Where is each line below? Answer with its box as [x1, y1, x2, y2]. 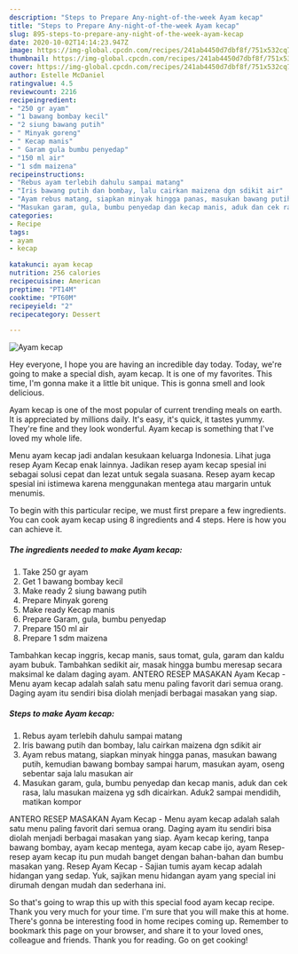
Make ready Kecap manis [21, 605, 115, 616]
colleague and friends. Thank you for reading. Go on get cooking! [9, 934, 248, 946]
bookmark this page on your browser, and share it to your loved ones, [9, 926, 263, 936]
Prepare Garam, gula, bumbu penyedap [21, 614, 167, 624]
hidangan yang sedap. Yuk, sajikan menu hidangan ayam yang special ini [9, 871, 277, 881]
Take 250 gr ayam [21, 567, 89, 577]
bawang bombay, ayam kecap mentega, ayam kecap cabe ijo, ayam [9, 842, 257, 853]
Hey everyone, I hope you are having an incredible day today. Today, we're [9, 359, 282, 370]
